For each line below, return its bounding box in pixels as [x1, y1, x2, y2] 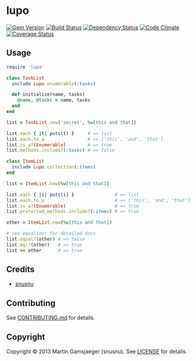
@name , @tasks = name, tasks [17, 97, 91, 103]
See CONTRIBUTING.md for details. [6, 314, 96, 321]
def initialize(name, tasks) [11, 92, 85, 98]
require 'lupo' [6, 64, 45, 70]
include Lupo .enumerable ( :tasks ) [11, 80, 96, 87]
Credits [6, 264, 35, 275]
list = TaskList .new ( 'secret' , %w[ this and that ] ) [6, 119, 137, 125]
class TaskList [6, 75, 45, 81]
